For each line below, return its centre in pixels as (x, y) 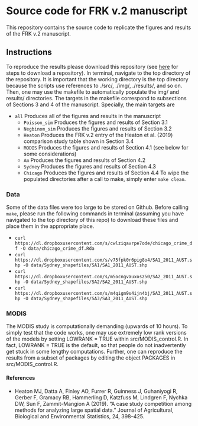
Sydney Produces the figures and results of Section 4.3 (90, 166)
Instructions (29, 53)
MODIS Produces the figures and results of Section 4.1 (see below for (106, 147)
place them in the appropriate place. (50, 226)
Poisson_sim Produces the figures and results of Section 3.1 (95, 122)
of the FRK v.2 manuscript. (38, 33)
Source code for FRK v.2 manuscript (97, 11)
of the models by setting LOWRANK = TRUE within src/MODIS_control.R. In (97, 339)
